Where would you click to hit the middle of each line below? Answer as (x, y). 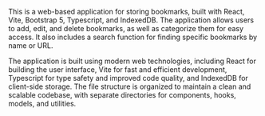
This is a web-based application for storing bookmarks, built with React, (127, 12)
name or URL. (31, 46)
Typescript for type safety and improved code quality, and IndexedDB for (129, 78)
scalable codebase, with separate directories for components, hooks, (123, 95)
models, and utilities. (42, 104)
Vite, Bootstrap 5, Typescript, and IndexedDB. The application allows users (131, 20)
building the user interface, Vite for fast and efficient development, (118, 70)
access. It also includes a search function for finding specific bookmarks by (133, 37)
